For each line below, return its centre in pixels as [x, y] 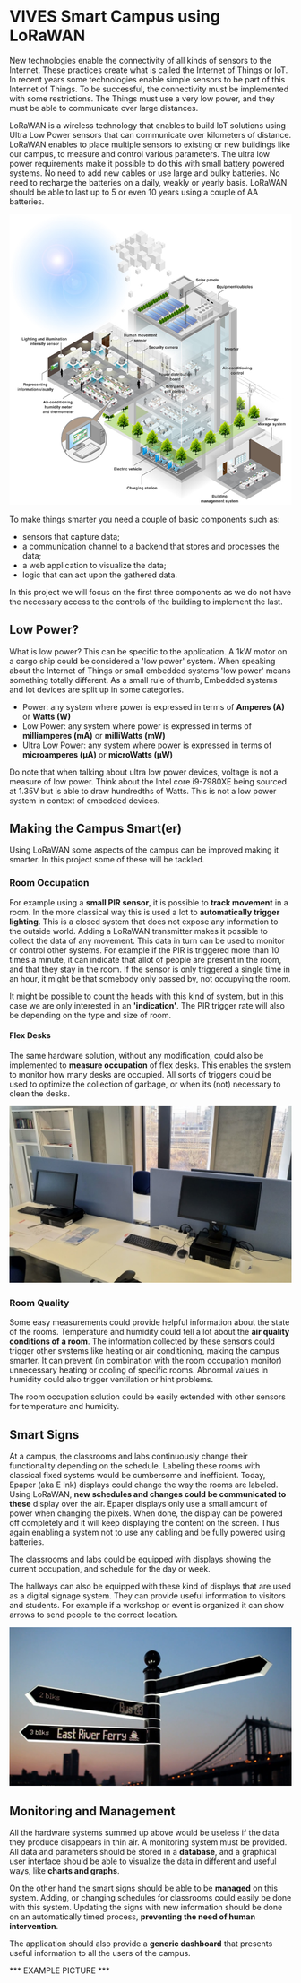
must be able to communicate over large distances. [104, 108]
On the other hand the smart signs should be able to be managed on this [144, 1888]
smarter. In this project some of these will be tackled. [107, 860]
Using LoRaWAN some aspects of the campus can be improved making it [144, 850]
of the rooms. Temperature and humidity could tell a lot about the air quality [150, 1332]
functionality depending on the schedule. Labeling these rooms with [135, 1465]
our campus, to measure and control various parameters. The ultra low [140, 153]
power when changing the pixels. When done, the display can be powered [146, 1513]
